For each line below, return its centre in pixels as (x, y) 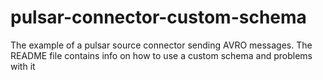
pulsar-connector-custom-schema (158, 17)
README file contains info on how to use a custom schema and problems (161, 55)
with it (23, 66)
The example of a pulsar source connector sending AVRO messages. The (161, 45)
